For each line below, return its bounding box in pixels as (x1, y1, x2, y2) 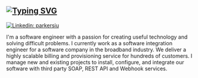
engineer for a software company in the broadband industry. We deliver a (6, 46, 187, 53)
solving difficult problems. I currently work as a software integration (6, 39, 173, 46)
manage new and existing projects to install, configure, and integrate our (6, 58, 184, 65)
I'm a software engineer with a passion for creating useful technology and (6, 33, 188, 40)
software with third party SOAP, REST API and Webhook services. (6, 65, 168, 72)
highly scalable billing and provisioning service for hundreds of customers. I (6, 52, 193, 60)
